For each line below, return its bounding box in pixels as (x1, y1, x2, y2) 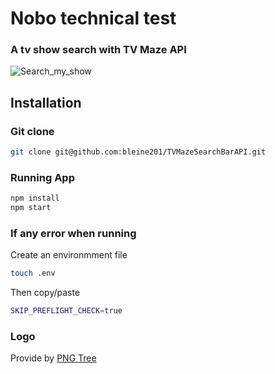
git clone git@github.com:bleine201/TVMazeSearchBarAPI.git (10, 147, 267, 157)
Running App (10, 170, 75, 184)
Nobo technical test (10, 7, 177, 30)
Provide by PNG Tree (10, 352, 97, 364)
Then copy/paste (10, 287, 81, 299)
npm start (10, 203, 52, 213)
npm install (10, 193, 60, 204)
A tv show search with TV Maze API (10, 43, 187, 57)
